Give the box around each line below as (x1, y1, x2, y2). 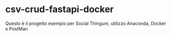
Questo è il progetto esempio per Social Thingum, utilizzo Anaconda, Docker (5, 20, 166, 26)
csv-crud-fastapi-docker (5, 4, 114, 15)
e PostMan (5, 25, 28, 31)
